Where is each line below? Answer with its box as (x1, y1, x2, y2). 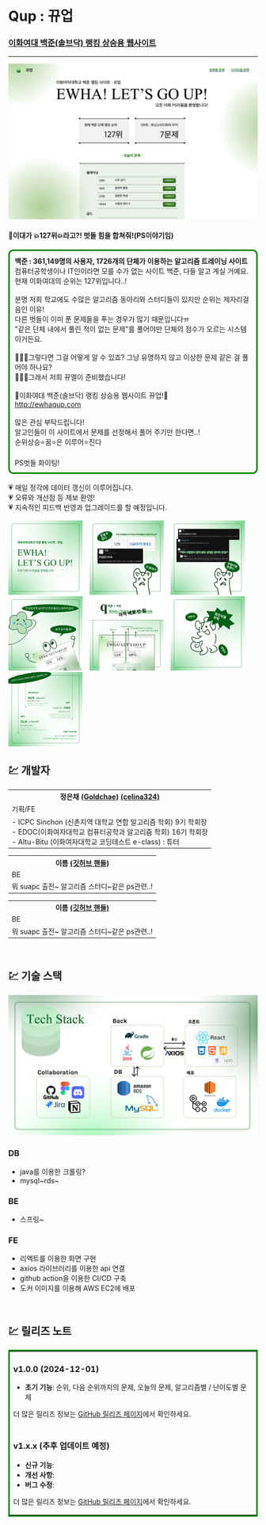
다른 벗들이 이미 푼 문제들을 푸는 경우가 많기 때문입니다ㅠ (14, 314, 190, 323)
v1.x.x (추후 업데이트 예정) (13, 1440, 110, 1451)
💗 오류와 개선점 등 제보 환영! (8, 492, 96, 502)
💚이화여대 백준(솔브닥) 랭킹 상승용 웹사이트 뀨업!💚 (14, 390, 169, 400)
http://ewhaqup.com (14, 399, 82, 409)
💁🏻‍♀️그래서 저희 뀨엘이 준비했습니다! (14, 372, 126, 381)
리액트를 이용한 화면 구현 (19, 1254, 97, 1263)
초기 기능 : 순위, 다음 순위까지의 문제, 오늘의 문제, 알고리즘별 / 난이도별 (25, 1382, 239, 1392)
